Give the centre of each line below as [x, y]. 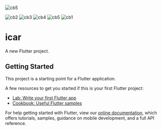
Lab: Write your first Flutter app [44, 98]
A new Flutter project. [27, 51]
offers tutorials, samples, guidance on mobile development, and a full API [80, 118]
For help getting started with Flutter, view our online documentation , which [81, 113]
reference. [16, 123]
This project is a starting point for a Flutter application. [60, 78]
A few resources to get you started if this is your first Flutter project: [74, 88]
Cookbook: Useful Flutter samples [47, 103]
